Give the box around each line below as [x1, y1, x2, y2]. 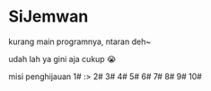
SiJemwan [8, 6, 89, 27]
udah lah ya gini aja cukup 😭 [8, 53, 117, 64]
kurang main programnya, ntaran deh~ [8, 36, 152, 47]
